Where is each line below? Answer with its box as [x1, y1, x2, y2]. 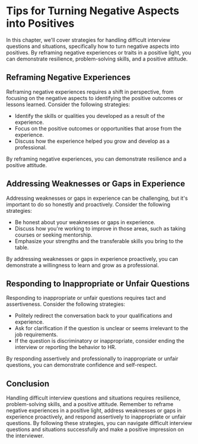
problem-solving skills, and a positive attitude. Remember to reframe [6, 401, 174, 408]
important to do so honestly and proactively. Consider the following [6, 200, 171, 208]
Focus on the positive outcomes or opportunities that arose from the [14, 124, 182, 132]
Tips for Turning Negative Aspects [6, 4, 180, 18]
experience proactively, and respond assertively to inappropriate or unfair [6, 413, 186, 420]
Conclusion [6, 378, 50, 389]
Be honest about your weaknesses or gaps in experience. [14, 218, 156, 226]
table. [14, 244, 29, 251]
